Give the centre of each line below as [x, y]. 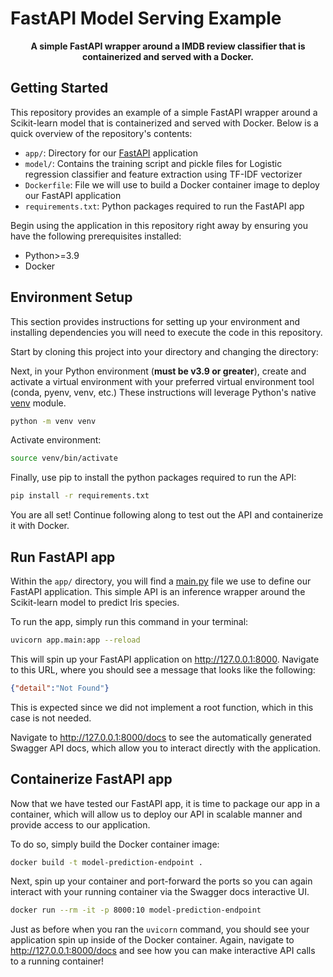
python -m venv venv [53, 421]
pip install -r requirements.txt [80, 496]
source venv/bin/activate [64, 458]
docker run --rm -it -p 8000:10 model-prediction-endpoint [136, 910]
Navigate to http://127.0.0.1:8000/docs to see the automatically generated [161, 737]
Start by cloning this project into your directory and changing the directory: [164, 351]
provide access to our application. [80, 824]
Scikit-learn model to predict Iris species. [95, 602]
